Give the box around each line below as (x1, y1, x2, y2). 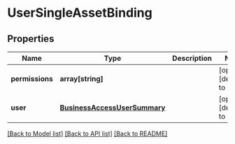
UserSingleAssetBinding (7, 5, 152, 21)
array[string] (59, 74, 104, 83)
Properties (7, 33, 55, 45)
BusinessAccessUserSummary (59, 103, 166, 113)
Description (172, 54, 212, 63)
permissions (10, 74, 54, 83)
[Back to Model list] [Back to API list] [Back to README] (7, 129, 168, 138)
